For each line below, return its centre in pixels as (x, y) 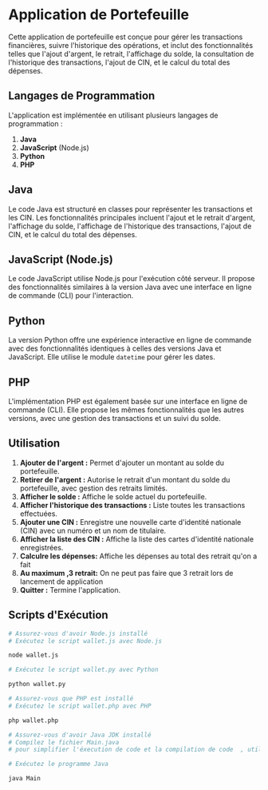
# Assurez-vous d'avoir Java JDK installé (80, 735)
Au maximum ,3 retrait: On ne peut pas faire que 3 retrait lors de (126, 573)
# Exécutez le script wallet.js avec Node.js (85, 641)
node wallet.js (33, 655)
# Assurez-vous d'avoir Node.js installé (78, 633)
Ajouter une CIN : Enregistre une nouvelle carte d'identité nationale (130, 522)
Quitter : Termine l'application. (70, 590)
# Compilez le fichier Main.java (64, 742)
